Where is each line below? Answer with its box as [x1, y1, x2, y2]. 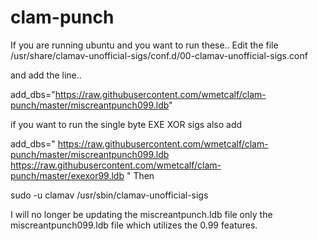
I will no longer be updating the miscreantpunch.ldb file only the [10, 208, 273, 220]
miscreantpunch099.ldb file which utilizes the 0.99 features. [10, 219, 258, 231]
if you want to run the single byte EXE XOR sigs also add [10, 118, 243, 130]
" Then [126, 169, 155, 181]
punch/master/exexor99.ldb [10, 169, 125, 181]
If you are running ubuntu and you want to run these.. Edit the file [10, 39, 279, 51]
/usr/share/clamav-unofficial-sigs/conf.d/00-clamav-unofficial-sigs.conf [10, 49, 308, 61]
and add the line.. [10, 69, 82, 81]
